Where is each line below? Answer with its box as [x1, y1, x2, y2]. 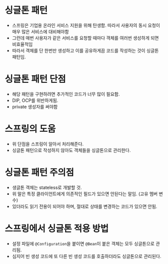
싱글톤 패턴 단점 [5, 74, 66, 85]
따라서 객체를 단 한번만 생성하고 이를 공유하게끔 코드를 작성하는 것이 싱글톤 [12, 47, 159, 54]
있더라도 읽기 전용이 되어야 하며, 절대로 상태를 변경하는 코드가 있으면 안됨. [12, 203, 157, 209]
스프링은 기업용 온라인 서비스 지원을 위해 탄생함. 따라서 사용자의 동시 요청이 [12, 22, 160, 28]
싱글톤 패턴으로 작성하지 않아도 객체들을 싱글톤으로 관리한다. [12, 147, 131, 153]
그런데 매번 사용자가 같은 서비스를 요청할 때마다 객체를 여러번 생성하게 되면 [12, 35, 159, 41]
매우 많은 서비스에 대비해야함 [12, 28, 69, 34]
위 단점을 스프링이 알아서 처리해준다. [12, 141, 84, 147]
